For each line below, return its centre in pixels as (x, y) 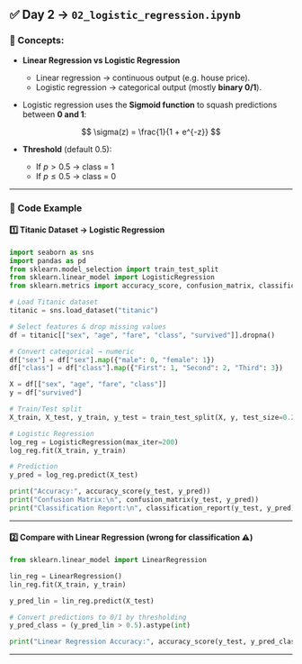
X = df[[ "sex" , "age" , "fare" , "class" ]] (88, 385)
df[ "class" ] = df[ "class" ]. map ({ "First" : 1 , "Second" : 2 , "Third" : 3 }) (147, 368)
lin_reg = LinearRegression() (66, 576)
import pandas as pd (48, 260)
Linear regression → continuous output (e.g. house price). (143, 77)
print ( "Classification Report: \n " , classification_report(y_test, (136, 508)
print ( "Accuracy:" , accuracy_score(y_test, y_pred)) (110, 491)
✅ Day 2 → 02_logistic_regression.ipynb (125, 15)
